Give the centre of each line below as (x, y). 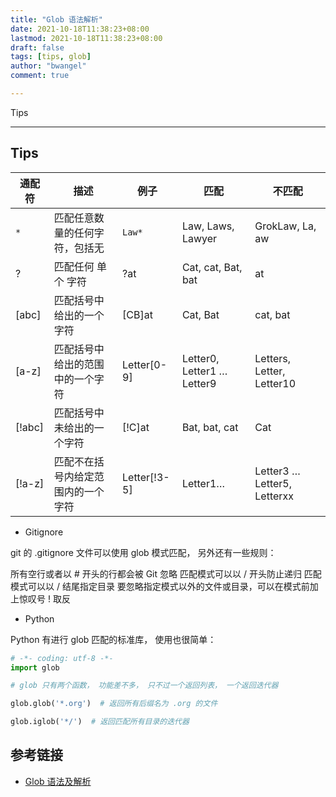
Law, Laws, (208, 226)
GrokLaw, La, (285, 226)
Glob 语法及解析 (58, 781)
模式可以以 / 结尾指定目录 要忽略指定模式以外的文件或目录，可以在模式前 (160, 586)
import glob (35, 667)
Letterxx (274, 496)
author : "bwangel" (48, 66)
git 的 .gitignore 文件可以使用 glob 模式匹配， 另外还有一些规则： (143, 552)
